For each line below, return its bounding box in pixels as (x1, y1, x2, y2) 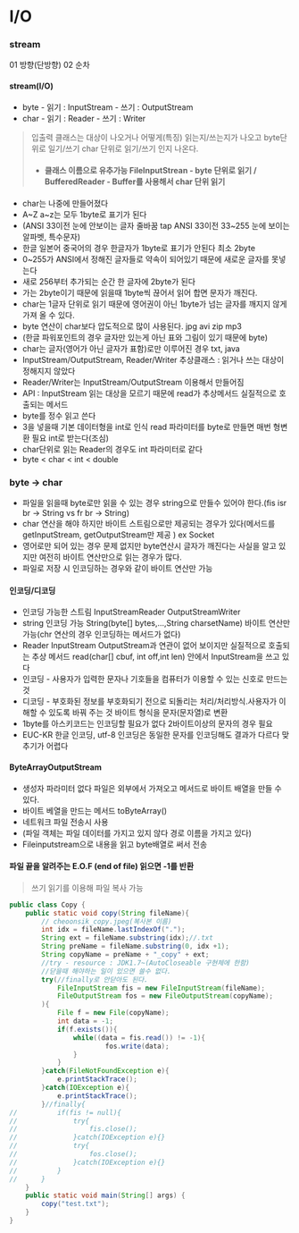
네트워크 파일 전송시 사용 (21, 816, 109, 827)
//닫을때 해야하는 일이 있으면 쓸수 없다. (41, 967, 171, 975)
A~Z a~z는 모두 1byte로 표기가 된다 (21, 208, 147, 220)
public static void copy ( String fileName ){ (25, 908, 190, 917)
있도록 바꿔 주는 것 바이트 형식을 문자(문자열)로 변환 (48, 707, 228, 718)
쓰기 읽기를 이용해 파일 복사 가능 (30, 883, 144, 893)
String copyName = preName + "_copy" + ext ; (41, 950, 210, 959)
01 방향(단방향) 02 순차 (9, 60, 91, 71)
